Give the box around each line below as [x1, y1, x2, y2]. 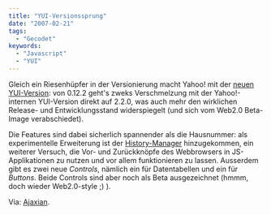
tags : [8, 27, 27, 35]
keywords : [8, 42, 42, 50]
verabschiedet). [31, 114, 84, 123]
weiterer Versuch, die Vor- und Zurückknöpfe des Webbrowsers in [8, 147, 230, 157]
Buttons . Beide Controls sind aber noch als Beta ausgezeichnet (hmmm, [8, 172, 249, 183]
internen [8, 97, 37, 106]
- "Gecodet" [15, 34, 57, 43]
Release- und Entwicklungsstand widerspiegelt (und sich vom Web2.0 [8, 105, 243, 114]
